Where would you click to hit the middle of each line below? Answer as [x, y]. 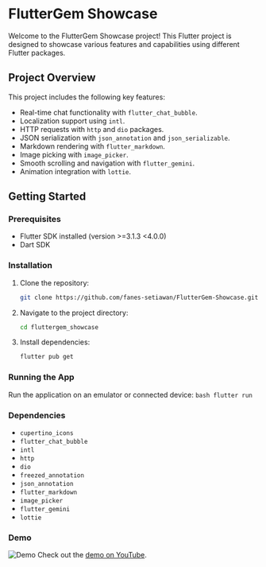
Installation [31, 266]
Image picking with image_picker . [74, 154]
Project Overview [52, 78]
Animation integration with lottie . [75, 171]
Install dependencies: [55, 342]
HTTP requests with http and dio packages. [92, 129]
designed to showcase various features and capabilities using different [124, 44]
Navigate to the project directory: [74, 313]
